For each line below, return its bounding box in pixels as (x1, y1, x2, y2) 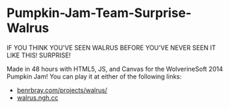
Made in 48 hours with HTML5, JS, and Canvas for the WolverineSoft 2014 (6, 64, 224, 73)
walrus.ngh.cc (16, 93, 59, 102)
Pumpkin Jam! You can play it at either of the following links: (6, 72, 182, 81)
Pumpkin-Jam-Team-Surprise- (6, 5, 192, 21)
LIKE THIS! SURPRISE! (6, 51, 71, 59)
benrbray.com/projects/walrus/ (16, 86, 107, 94)
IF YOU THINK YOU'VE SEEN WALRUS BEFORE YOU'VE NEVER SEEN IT (6, 43, 217, 52)
